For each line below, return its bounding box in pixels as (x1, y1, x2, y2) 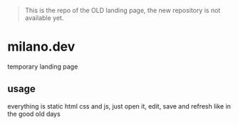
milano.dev (7, 39, 76, 55)
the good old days (7, 109, 61, 118)
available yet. (24, 14, 64, 22)
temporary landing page (7, 62, 78, 71)
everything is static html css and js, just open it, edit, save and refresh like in (7, 101, 232, 110)
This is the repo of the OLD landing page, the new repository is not (24, 6, 221, 14)
